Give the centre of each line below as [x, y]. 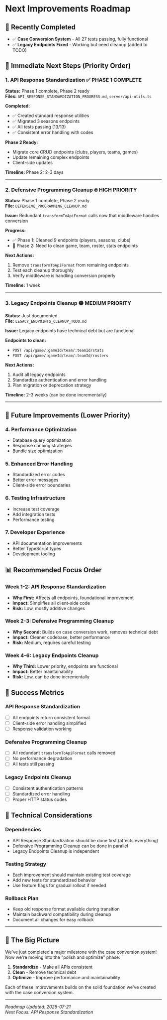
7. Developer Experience [35, 532]
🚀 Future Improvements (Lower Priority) [68, 415]
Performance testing [33, 519]
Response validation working [42, 729]
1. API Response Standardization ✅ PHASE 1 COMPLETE [74, 80]
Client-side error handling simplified [49, 723]
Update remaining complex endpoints [51, 157]
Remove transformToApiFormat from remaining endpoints [71, 265]
